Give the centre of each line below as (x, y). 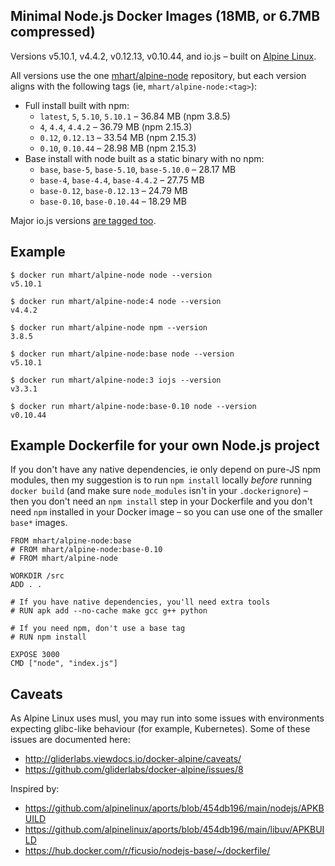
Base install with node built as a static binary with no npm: (144, 158)
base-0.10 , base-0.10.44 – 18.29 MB (113, 201)
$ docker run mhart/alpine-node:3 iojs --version (116, 380)
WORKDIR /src (37, 576)
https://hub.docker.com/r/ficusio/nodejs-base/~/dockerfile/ (147, 851)
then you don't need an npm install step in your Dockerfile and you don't (161, 501)
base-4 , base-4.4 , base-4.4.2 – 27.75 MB (122, 180)
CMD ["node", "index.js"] (64, 664)
